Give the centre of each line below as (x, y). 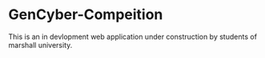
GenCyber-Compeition (86, 15)
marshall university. (40, 44)
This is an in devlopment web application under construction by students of (133, 37)
